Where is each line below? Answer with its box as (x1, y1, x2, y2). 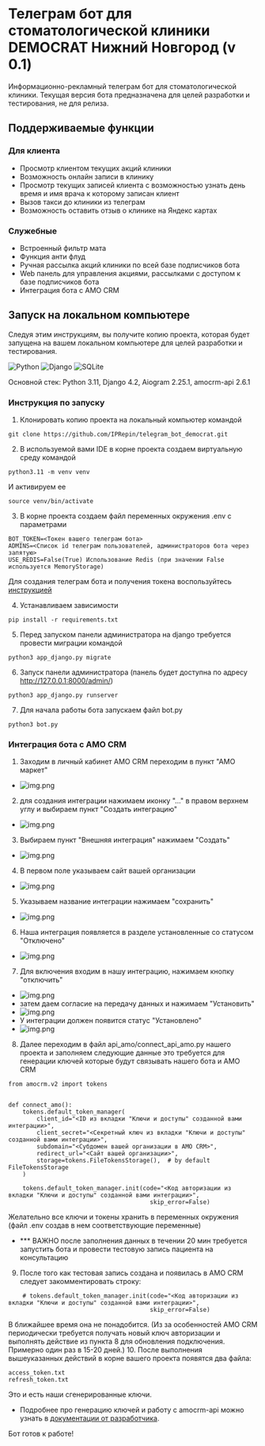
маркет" (19, 765, 48, 775)
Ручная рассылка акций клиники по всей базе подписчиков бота (19, 260, 240, 270)
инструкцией (8, 585, 53, 595)
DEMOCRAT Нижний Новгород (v (8, 39, 236, 56)
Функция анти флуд (19, 252, 85, 261)
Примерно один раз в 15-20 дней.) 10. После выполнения (8, 1345, 203, 1355)
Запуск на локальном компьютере (8, 309, 190, 322)
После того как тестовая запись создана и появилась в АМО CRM (19, 1268, 244, 1278)
